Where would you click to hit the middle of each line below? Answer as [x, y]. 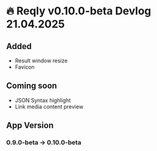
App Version [30, 126]
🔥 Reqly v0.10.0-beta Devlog [79, 11]
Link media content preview [49, 107]
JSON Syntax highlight [43, 100]
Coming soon [32, 86]
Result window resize [41, 61]
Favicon [25, 67]
